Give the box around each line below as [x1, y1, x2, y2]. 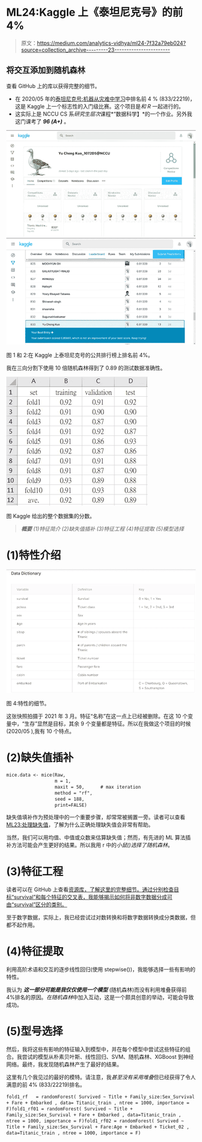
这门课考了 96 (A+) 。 [14, 118, 70, 125]
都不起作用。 [6, 921, 38, 929]
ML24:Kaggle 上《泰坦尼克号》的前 [6, 5, 183, 19]
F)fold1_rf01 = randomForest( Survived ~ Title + [6, 1106, 133, 1112]
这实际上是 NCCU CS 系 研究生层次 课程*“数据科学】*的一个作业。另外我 [14, 110, 192, 118]
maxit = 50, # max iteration [54, 784, 141, 790]
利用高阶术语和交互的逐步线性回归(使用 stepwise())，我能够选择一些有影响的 [6, 965, 196, 973]
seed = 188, [54, 796, 85, 802]
